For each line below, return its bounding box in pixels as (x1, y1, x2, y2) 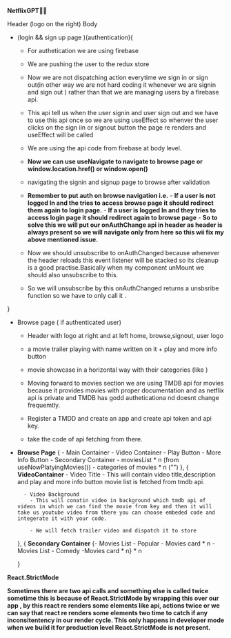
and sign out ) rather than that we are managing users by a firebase (27, 88, 219, 96)
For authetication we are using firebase (27, 47, 139, 54)
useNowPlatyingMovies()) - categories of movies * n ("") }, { (17, 463, 189, 471)
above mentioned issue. (27, 235, 99, 243)
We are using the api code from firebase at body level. (27, 144, 182, 152)
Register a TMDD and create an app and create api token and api (27, 415, 212, 422)
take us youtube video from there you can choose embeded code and (17, 509, 215, 516)
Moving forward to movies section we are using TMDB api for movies (27, 379, 224, 387)
